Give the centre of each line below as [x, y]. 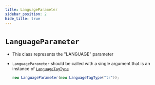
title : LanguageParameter [31, 9]
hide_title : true [23, 18]
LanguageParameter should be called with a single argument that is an [81, 64]
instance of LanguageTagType [40, 69]
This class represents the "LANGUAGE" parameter [63, 54]
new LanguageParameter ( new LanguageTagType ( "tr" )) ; [66, 78]
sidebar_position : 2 [26, 14]
